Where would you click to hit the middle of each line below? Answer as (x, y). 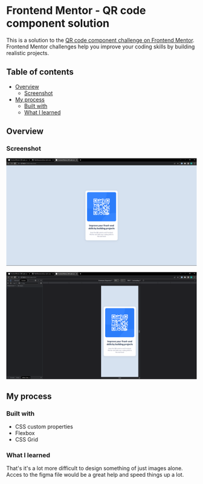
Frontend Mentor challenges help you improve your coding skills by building (101, 47)
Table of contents (40, 72)
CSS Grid (26, 440)
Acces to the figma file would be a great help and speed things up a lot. (95, 475)
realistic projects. (28, 53)
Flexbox (25, 433)
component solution (58, 23)
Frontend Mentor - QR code (76, 11)
